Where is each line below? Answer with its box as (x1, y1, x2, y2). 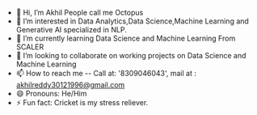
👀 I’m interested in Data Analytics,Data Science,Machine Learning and (15, 16, 249, 26)
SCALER (15, 42, 44, 52)
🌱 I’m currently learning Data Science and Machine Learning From (15, 33, 236, 43)
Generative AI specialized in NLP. (15, 25, 127, 34)
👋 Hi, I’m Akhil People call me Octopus (15, 8, 144, 17)
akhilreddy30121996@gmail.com (15, 80, 125, 89)
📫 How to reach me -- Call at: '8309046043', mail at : (15, 69, 196, 78)
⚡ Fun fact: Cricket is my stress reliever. (15, 98, 149, 107)
